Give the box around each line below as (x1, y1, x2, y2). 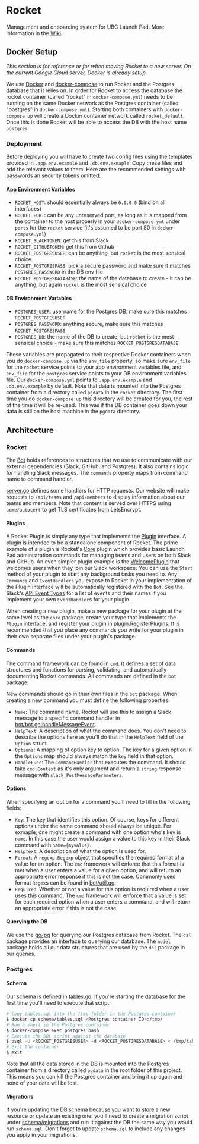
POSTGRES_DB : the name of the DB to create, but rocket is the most (14, 333, 174, 340)
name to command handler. (6, 475, 73, 482)
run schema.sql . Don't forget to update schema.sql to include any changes (6, 1125, 185, 1132)
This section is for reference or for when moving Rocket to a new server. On (6, 62, 191, 70)
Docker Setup (6, 47, 58, 57)
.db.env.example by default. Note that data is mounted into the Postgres (6, 383, 181, 390)
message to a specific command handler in (14, 714, 120, 722)
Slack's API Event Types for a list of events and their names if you (6, 590, 166, 597)
